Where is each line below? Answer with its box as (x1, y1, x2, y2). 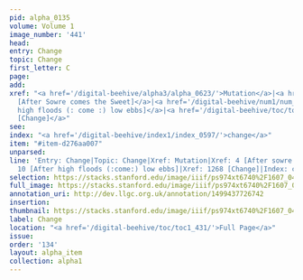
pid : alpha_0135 (9, 13, 70, 23)
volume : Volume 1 (9, 22, 75, 31)
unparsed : (9, 147, 47, 156)
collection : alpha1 (9, 257, 83, 266)
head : (9, 38, 30, 48)
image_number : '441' (9, 30, 87, 39)
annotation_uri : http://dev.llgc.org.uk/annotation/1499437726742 (9, 190, 264, 199)
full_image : (9, 182, 54, 191)
